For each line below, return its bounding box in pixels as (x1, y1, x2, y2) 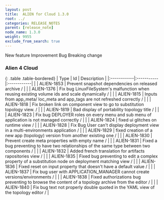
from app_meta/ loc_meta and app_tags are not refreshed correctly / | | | (5, 96, 151, 102)
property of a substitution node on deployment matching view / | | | (5, 159, 141, 164)
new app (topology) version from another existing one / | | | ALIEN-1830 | (5, 133, 153, 139)
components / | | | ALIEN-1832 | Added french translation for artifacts (5, 148, 145, 154)
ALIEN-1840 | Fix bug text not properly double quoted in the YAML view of (5, 184, 155, 190)
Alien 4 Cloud (5, 64, 38, 71)
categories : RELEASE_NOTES (5, 20, 60, 26)
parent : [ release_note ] (5, 25, 54, 30)
